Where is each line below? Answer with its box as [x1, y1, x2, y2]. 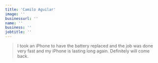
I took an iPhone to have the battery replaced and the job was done [17, 43, 153, 48]
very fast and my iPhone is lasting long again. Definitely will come [17, 48, 150, 54]
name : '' [5, 20, 23, 26]
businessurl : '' [5, 16, 38, 21]
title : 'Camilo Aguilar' [5, 7, 56, 12]
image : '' [5, 12, 26, 16]
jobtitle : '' [5, 30, 32, 34]
